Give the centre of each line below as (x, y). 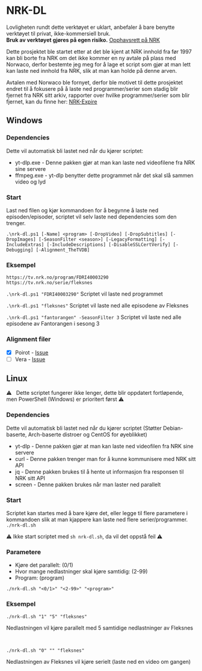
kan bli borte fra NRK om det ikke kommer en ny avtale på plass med (91, 58)
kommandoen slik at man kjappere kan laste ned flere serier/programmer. (97, 520)
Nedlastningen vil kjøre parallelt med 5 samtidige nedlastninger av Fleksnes (100, 628)
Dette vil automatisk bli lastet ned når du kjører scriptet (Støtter (84, 428)
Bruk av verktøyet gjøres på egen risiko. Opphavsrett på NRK (83, 40)
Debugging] (20, 250)
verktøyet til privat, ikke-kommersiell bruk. (58, 33)
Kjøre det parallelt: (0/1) (44, 565)
